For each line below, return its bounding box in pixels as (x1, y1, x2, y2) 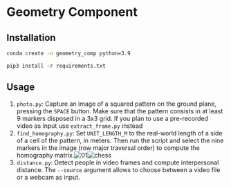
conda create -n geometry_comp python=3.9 (6, 50, 131, 57)
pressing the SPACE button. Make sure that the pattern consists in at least (16, 106, 223, 115)
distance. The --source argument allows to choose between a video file (16, 165, 221, 173)
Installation (6, 32, 56, 44)
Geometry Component (6, 4, 138, 20)
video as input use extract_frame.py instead (16, 122, 143, 130)
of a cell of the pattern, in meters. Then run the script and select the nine (16, 136, 224, 144)
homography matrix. (16, 151, 75, 159)
